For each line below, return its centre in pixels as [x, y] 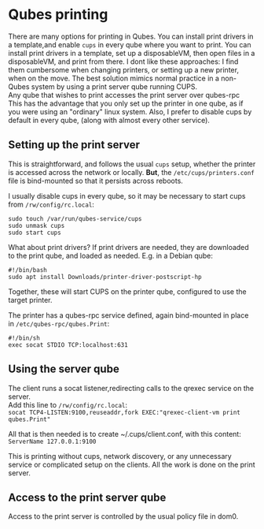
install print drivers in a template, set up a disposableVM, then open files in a [132, 53]
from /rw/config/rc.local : [51, 204]
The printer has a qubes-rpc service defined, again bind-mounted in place [128, 315]
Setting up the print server [74, 145]
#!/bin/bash [27, 270]
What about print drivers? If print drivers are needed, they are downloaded [128, 247]
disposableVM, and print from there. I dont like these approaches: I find [123, 61]
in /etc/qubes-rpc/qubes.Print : [59, 323]
